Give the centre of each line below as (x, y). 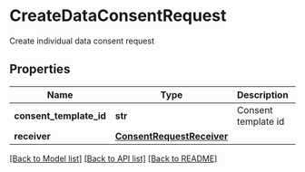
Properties (40, 69)
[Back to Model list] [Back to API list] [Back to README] (113, 158)
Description (262, 94)
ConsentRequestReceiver (172, 136)
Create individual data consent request (82, 41)
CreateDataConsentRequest (118, 16)
